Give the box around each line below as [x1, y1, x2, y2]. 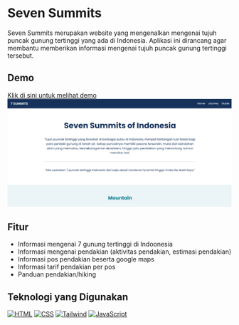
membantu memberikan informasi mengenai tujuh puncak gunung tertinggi [7, 43, 227, 52]
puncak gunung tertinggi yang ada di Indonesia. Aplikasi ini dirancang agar [7, 36, 227, 44]
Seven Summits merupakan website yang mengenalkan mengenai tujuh [7, 29, 217, 37]
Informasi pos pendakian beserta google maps [17, 255, 154, 264]
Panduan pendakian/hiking [17, 270, 97, 279]
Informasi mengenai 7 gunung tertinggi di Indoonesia [17, 240, 173, 249]
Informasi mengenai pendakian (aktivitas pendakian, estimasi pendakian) [17, 247, 232, 256]
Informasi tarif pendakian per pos [17, 262, 116, 272]
